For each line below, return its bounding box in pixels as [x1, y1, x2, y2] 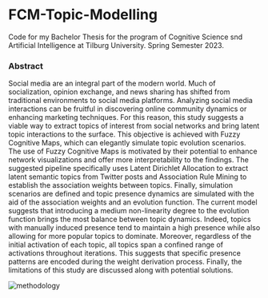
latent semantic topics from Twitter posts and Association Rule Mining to [8, 172, 247, 181]
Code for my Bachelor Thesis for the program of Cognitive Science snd [8, 32, 243, 42]
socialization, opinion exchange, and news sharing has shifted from [8, 87, 230, 97]
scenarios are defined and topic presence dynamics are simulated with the [8, 189, 254, 199]
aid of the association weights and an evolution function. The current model [8, 197, 258, 207]
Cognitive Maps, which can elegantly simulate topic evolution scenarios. [8, 138, 246, 148]
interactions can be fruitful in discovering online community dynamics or [8, 104, 247, 113]
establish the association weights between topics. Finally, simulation [8, 181, 234, 190]
